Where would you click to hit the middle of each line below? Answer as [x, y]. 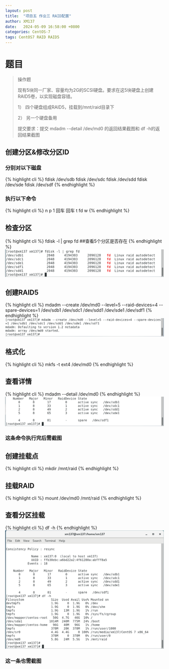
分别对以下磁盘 [23, 168]
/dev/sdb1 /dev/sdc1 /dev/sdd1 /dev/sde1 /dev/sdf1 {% [97, 310]
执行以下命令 [21, 198]
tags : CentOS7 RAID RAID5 [32, 37]
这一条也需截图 [23, 661]
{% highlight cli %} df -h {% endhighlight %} [51, 528]
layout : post [19, 11]
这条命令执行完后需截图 [33, 438]
